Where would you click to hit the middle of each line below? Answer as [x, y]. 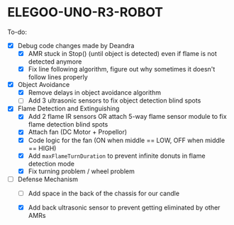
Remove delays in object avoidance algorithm [95, 93]
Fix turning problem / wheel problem [81, 171]
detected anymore [55, 62]
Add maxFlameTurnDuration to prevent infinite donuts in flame [117, 156]
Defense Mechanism [48, 179]
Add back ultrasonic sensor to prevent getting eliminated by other [124, 207]
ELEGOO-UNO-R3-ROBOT [85, 12]
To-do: [17, 32]
